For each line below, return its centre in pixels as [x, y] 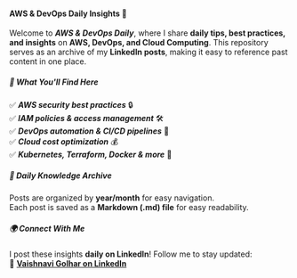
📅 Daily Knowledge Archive [61, 176]
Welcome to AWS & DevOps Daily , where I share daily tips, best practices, [148, 33]
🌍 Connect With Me [47, 228]
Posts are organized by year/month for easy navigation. [112, 198]
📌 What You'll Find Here [54, 82]
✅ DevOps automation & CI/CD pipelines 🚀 [89, 131]
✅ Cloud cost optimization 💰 [64, 142]
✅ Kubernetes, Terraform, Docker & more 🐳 [91, 155]
